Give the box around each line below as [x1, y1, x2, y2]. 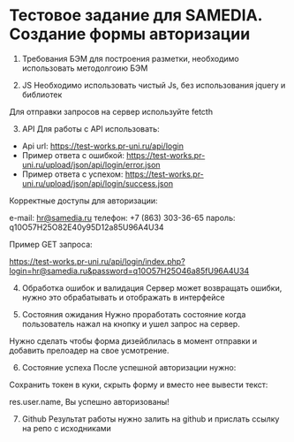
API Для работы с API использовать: [21, 123, 161, 133]
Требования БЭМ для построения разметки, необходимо [21, 53, 240, 64]
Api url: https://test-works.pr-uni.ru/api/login [21, 141, 184, 151]
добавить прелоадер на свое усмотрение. [9, 345, 170, 355]
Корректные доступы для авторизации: [9, 195, 158, 206]
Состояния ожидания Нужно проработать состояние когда [21, 309, 246, 319]
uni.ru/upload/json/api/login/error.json [21, 159, 161, 170]
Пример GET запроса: [9, 239, 93, 249]
